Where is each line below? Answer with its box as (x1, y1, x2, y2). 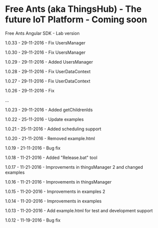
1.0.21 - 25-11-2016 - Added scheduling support (5, 126, 102, 132)
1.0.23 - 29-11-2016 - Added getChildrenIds (5, 107, 93, 113)
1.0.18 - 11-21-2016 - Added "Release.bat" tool (5, 154, 97, 160)
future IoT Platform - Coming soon (5, 14, 148, 25)
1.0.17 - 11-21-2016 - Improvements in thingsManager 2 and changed (5, 164, 143, 170)
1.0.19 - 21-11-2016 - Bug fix (5, 145, 61, 151)
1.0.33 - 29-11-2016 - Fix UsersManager (5, 39, 86, 45)
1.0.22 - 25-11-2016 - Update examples (5, 116, 84, 122)
